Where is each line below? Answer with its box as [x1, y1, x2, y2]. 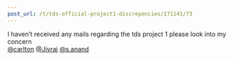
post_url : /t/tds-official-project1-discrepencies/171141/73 [7, 10, 193, 18]
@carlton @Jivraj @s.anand [7, 44, 89, 53]
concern [7, 37, 32, 46]
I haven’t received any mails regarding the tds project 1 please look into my [7, 30, 227, 38]
